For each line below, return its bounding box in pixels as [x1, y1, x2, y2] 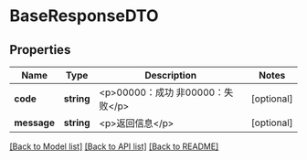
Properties [9, 42, 71, 58]
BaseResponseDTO [9, 5, 159, 27]
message [14, 116, 55, 129]
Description [144, 69, 197, 81]
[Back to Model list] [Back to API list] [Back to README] [9, 141, 219, 152]
